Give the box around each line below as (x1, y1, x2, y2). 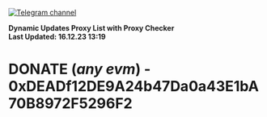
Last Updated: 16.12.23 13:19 (8, 32, 107, 41)
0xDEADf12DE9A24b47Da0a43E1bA (8, 77, 259, 96)
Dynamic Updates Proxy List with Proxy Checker (8, 23, 175, 32)
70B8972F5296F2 (8, 94, 133, 113)
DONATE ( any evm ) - (8, 61, 151, 78)
